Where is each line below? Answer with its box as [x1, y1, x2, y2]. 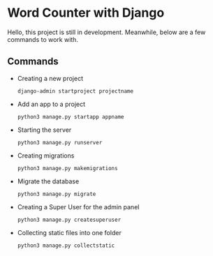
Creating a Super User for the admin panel [17, 202, 140, 211]
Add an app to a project [17, 100, 86, 108]
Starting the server [17, 126, 72, 134]
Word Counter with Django [7, 5, 165, 21]
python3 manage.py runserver [17, 139, 103, 146]
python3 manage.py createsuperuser [17, 216, 122, 223]
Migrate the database [17, 176, 80, 186]
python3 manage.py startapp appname [17, 113, 124, 120]
